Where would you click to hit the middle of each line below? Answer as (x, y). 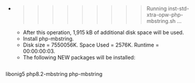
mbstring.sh (161, 21)
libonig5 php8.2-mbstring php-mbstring (54, 74)
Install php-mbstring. (48, 39)
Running (157, 9)
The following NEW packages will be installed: (79, 57)
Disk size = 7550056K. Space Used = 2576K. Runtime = (91, 45)
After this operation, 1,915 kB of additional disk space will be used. (103, 32)
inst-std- (178, 9)
